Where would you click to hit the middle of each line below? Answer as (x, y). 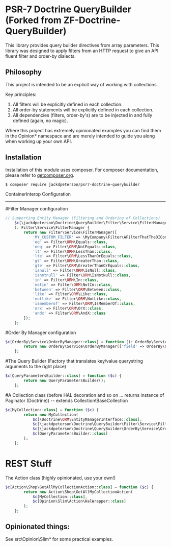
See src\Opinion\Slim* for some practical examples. (59, 539)
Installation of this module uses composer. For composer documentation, (82, 170)
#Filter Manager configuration (37, 209)
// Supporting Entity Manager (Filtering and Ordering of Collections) (83, 218)
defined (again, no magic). (40, 121)
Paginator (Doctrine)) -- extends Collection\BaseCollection (67, 400)
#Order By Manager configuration (41, 332)
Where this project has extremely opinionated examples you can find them (83, 130)
